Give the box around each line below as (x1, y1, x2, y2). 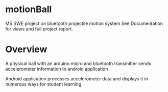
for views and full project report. (5, 25, 73, 32)
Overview (5, 44, 47, 55)
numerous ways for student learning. (5, 81, 83, 87)
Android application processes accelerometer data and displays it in (5, 75, 149, 82)
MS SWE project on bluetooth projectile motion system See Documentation (5, 20, 163, 26)
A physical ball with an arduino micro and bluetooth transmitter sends (5, 60, 152, 67)
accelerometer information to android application (5, 66, 108, 72)
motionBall (5, 4, 52, 15)
